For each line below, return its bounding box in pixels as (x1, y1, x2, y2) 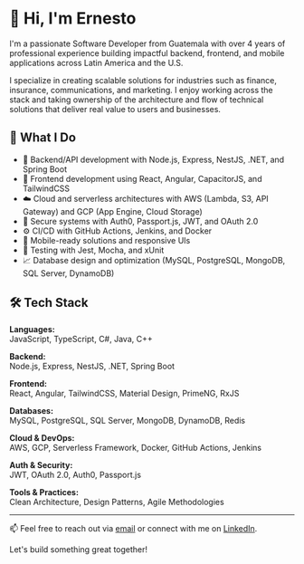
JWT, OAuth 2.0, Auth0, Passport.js (9, 469, 142, 480)
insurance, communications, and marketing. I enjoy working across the (9, 84, 273, 95)
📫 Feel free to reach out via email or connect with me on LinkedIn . (9, 522, 258, 533)
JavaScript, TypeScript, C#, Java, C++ (9, 333, 153, 344)
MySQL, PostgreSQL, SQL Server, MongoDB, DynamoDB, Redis (9, 415, 246, 425)
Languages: (9, 323, 56, 334)
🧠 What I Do (9, 130, 77, 146)
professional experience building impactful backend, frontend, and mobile (9, 47, 285, 58)
